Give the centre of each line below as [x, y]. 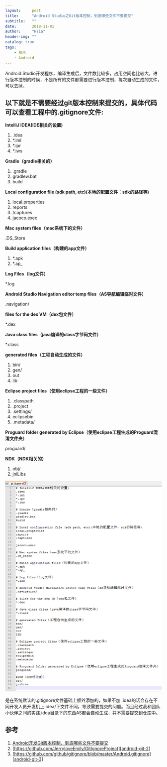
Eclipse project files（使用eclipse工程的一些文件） [58, 391]
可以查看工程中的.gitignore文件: [54, 112]
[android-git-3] [28, 759]
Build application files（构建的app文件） [47, 249]
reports [20, 207]
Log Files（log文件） [27, 274]
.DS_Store [15, 238]
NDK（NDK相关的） [26, 459]
